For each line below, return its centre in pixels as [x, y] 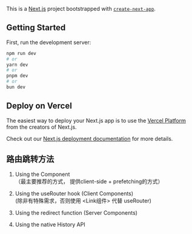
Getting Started [36, 28]
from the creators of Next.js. [41, 127]
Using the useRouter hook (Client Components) [74, 193]
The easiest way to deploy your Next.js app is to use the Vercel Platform [96, 120]
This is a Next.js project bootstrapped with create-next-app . [81, 9]
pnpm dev [17, 76]
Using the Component [42, 174]
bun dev [16, 87]
